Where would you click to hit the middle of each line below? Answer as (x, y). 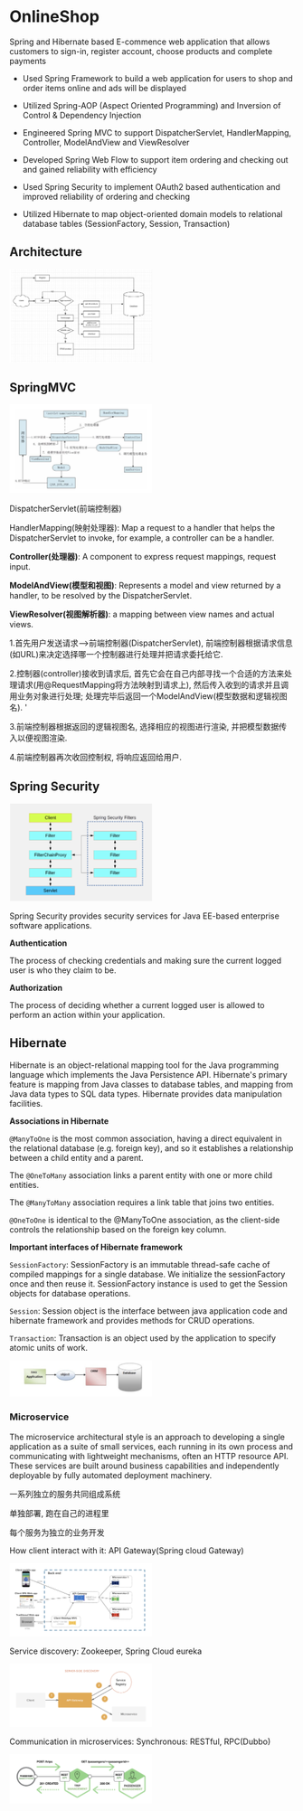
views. (22, 625)
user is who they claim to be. (63, 970)
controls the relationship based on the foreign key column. (118, 1229)
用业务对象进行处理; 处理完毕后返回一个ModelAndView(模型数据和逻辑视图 (148, 696)
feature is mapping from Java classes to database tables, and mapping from (151, 1084)
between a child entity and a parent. (76, 1157)
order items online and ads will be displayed (104, 88)
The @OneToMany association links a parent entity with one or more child (141, 1175)
